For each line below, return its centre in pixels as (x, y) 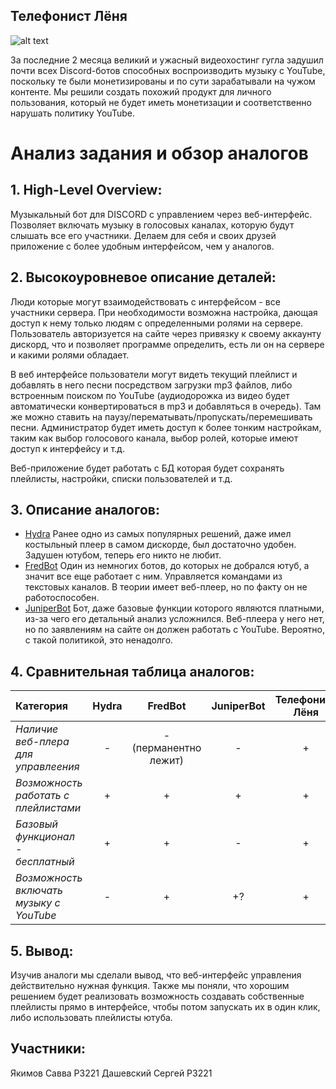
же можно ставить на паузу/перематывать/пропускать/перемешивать (161, 416)
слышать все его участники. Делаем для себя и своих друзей (143, 235)
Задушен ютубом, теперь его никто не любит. (123, 555)
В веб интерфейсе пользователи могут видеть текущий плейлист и (154, 374)
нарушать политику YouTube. (72, 113)
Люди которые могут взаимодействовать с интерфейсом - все (145, 301)
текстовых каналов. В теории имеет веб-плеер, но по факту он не (166, 587)
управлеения (47, 767)
